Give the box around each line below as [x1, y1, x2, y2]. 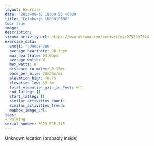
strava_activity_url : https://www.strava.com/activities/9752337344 [5, 35, 149, 40]
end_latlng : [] [9, 89, 41, 94]
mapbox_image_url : [9, 108, 48, 113]
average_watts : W [9, 58, 45, 62]
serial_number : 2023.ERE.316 [5, 121, 65, 126]
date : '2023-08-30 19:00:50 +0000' [5, 12, 78, 17]
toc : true [5, 21, 26, 26]
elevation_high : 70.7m [9, 76, 56, 81]
